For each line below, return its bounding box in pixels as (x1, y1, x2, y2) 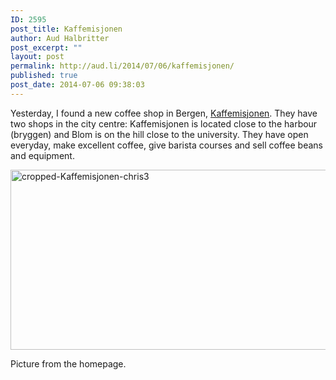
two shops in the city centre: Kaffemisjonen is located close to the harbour (10, 117, 318, 130)
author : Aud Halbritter (10, 33, 110, 43)
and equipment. (10, 149, 75, 161)
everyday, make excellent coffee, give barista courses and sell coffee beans (10, 139, 324, 151)
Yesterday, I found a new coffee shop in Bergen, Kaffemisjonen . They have (10, 107, 318, 119)
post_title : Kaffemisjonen (10, 24, 123, 34)
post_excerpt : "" (10, 42, 83, 53)
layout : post (10, 52, 65, 62)
